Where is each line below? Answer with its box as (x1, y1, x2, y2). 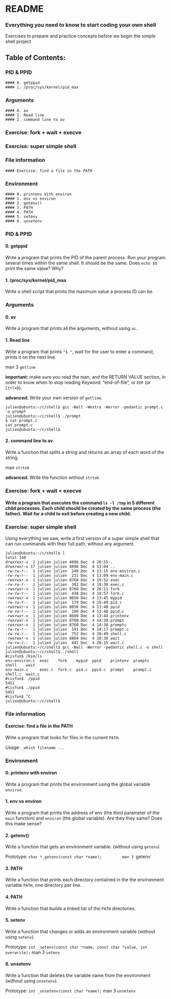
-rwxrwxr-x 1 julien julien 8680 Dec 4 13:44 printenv (5, 613, 129, 618)
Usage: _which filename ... (5, 744, 65, 751)
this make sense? (5, 821, 42, 827)
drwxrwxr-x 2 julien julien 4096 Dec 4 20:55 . (5, 559, 113, 565)
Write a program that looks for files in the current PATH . (5, 734, 120, 740)
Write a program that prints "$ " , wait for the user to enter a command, (5, 348, 154, 355)
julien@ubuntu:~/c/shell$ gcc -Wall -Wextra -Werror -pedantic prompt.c (5, 404, 163, 410)
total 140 (5, 555, 27, 560)
